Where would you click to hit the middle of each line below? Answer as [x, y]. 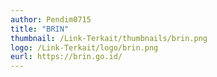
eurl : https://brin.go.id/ [66, 57]
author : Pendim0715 [51, 19]
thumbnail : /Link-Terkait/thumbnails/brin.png [109, 38]
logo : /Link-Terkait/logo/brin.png [84, 47]
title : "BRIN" [40, 29]
